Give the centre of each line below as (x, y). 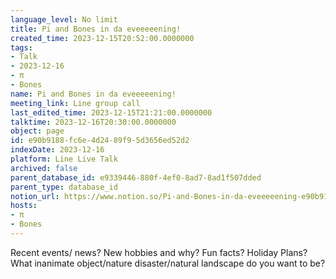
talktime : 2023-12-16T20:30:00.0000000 (93, 122)
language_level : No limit (64, 19)
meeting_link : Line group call (75, 103)
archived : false (44, 168)
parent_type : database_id (64, 187)
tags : (21, 47)
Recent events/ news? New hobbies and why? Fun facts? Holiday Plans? (159, 252)
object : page (37, 131)
